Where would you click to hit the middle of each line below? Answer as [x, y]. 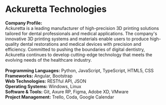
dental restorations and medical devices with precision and [81, 44]
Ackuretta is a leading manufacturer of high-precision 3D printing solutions [82, 28]
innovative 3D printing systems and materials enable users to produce [77, 39]
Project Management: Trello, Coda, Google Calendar [60, 97]
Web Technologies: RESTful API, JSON [46, 81]
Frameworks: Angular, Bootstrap [39, 76]
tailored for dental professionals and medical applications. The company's [81, 33]
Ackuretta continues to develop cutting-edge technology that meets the [79, 54]
